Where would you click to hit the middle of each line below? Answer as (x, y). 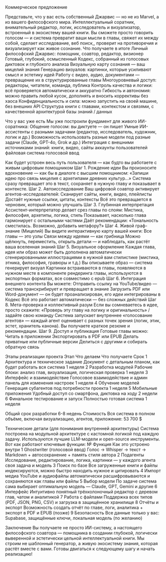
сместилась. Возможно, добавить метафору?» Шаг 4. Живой (70, 226)
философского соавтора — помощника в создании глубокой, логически (81, 533)
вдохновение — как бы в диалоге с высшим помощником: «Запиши (77, 173)
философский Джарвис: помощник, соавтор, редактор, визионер (74, 54)
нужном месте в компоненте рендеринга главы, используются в (74, 273)
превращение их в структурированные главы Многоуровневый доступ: (81, 80)
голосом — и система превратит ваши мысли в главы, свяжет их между (82, 38)
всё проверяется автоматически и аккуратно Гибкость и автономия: (78, 91)
